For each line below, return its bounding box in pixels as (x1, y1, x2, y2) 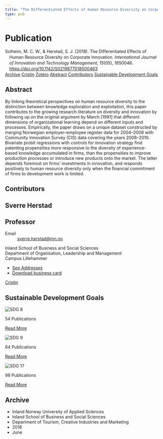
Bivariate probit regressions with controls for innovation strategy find (5, 139, 143, 146)
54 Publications (5, 316, 36, 322)
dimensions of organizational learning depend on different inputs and (5, 119, 143, 125)
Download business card (12, 270, 62, 276)
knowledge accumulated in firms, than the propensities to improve (18, 150, 151, 156)
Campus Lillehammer (5, 255, 48, 261)
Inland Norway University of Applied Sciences (12, 409, 104, 415)
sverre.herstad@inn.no (17, 236, 63, 242)
